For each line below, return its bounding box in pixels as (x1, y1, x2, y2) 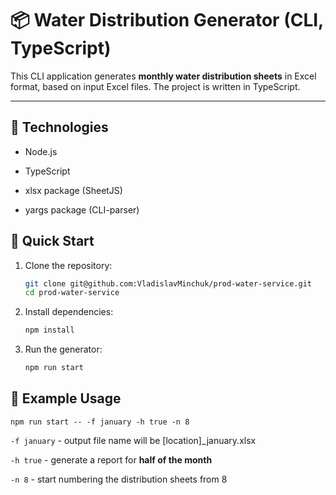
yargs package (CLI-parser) (24, 203, 140, 216)
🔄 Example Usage (10, 390, 122, 407)
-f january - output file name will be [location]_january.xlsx (10, 434, 257, 446)
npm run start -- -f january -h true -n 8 (10, 417, 190, 427)
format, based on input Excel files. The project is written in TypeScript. (10, 80, 301, 92)
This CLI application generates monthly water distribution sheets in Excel (10, 70, 317, 82)
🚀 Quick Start (10, 233, 95, 250)
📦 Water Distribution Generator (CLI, (10, 9, 324, 32)
